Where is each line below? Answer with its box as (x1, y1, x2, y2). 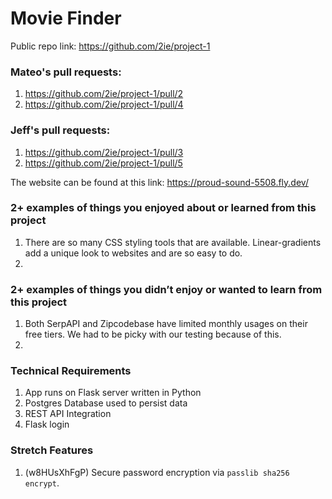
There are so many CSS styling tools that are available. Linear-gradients (24, 236, 322, 248)
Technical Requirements (10, 364, 132, 378)
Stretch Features (10, 443, 94, 457)
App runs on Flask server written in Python (24, 387, 202, 399)
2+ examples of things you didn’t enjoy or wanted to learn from (10, 282, 323, 296)
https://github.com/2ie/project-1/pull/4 (24, 98, 184, 111)
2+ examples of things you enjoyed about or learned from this (10, 201, 317, 215)
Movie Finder (10, 7, 122, 30)
